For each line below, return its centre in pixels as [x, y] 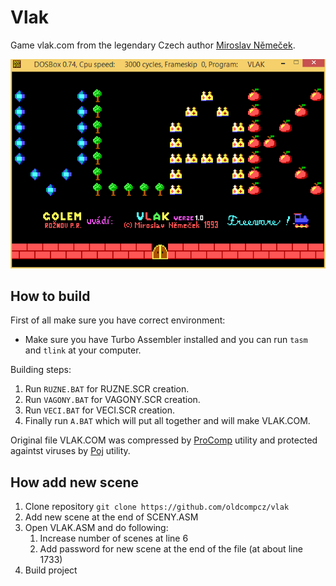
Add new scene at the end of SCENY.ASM [111, 517]
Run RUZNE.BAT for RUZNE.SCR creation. [107, 389]
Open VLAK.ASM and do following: [96, 528]
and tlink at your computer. [83, 350]
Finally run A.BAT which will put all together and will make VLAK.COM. [167, 421]
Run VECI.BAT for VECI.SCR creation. [100, 410]
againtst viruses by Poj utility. [70, 451]
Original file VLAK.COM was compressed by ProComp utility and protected [164, 440]
